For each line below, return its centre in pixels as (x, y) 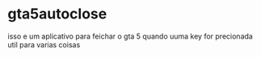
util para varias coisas (44, 44)
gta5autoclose (57, 14)
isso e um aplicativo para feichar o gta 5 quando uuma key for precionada (130, 36)
